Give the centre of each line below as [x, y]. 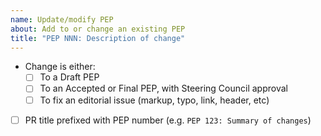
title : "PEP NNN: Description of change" [98, 38]
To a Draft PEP [69, 77]
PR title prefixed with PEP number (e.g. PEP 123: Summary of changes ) [168, 120]
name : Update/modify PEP [62, 19]
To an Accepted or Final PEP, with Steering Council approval [163, 88]
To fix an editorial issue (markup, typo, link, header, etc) [154, 100]
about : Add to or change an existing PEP [98, 29]
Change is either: [60, 67]
